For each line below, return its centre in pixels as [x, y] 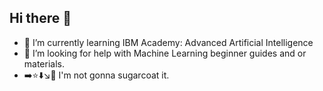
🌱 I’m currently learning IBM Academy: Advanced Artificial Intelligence [168, 42]
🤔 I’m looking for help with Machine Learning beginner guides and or [165, 53]
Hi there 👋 [40, 18]
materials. [44, 63]
